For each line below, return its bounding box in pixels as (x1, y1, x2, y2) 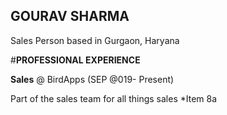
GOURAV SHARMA (10, 8, 130, 25)
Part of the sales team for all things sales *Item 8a (10, 92, 218, 104)
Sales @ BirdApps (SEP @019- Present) (10, 73, 175, 85)
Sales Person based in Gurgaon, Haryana (10, 34, 180, 46)
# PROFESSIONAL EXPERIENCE (10, 54, 141, 66)
